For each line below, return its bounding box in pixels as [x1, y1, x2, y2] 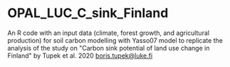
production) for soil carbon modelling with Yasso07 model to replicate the [7, 36, 223, 44]
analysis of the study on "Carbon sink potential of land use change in [7, 43, 210, 52]
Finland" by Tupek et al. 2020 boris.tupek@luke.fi [7, 51, 153, 60]
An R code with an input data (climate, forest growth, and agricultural [7, 29, 210, 37]
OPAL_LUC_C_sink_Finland [7, 5, 169, 21]
